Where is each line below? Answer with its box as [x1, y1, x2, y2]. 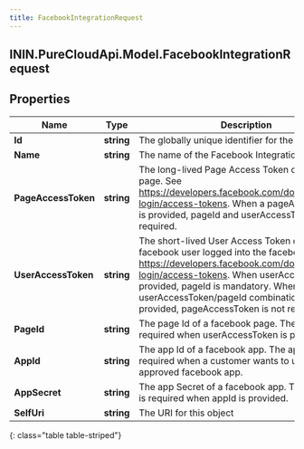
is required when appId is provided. [138, 391, 289, 404]
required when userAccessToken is [138, 328, 288, 340]
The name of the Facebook [138, 148, 253, 161]
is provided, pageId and [138, 208, 240, 221]
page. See [138, 174, 183, 186]
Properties [9, 91, 71, 107]
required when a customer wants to [138, 354, 290, 367]
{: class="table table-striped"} [9, 429, 122, 440]
